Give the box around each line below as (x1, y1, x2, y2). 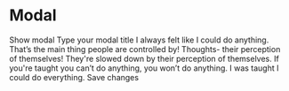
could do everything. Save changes (9, 72, 140, 82)
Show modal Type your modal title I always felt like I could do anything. (9, 34, 269, 45)
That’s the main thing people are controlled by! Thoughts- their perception (9, 43, 281, 54)
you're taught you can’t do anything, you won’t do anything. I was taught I (9, 63, 279, 73)
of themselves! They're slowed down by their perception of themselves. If (9, 53, 280, 64)
